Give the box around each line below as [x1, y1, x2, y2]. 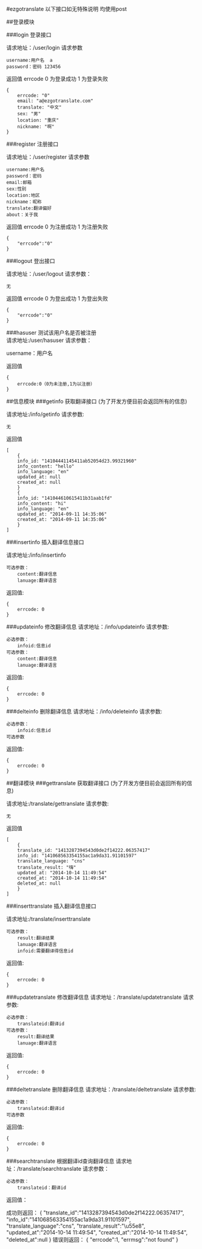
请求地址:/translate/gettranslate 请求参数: [6, 800, 109, 807]
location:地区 [6, 192, 41, 199]
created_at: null [17, 479, 61, 485]
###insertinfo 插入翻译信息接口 [6, 539, 84, 545]
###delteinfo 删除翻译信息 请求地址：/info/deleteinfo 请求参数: [6, 708, 163, 715]
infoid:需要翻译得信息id [17, 948, 74, 954]
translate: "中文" [17, 104, 62, 111]
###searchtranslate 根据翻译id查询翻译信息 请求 [6, 1157, 127, 1165]
